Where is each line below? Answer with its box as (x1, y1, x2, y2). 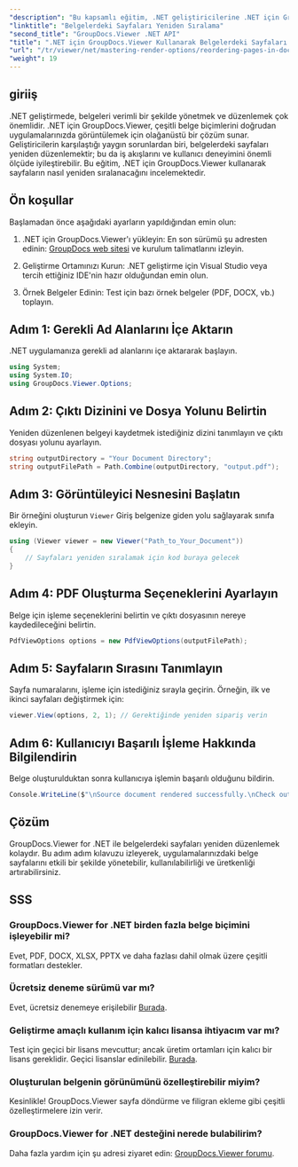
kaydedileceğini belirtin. (9, 619, 97, 630)
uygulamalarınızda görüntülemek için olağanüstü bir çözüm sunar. (9, 130, 250, 140)
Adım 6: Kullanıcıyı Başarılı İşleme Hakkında (9, 736, 256, 751)
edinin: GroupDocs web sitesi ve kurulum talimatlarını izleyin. (21, 243, 245, 254)
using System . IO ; (9, 371, 74, 380)
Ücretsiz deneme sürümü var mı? (9, 982, 155, 994)
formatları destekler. (9, 959, 82, 970)
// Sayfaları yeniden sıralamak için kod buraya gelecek (25, 554, 240, 563)
